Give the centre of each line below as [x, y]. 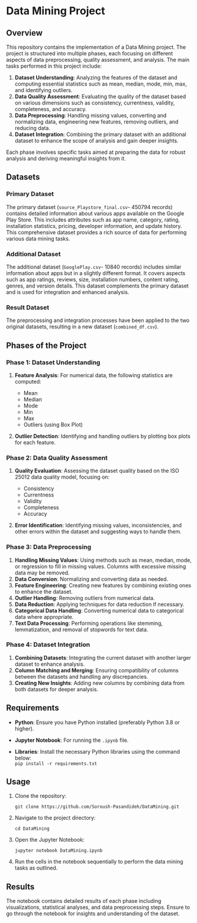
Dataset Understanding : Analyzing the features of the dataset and [96, 78]
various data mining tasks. [38, 238]
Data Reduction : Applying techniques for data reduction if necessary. [99, 604]
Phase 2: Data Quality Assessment [57, 457]
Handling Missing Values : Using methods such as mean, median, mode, [103, 560]
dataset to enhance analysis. [50, 664]
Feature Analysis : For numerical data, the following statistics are [93, 375]
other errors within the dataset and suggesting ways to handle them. [98, 532]
